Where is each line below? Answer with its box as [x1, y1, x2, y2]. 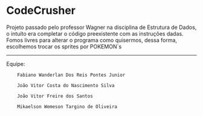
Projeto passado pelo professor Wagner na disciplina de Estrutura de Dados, [6, 24, 197, 31]
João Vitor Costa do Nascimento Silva [17, 82, 115, 88]
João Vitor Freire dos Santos [17, 93, 94, 99]
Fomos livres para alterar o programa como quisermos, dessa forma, [6, 36, 177, 43]
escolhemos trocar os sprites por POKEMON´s [6, 43, 122, 50]
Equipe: [6, 60, 25, 67]
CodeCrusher [6, 4, 76, 18]
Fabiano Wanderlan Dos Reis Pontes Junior [17, 72, 126, 78]
